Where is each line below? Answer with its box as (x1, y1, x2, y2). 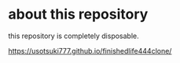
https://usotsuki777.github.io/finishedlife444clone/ (8, 46, 172, 55)
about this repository (8, 5, 149, 23)
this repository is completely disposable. (8, 31, 139, 40)
